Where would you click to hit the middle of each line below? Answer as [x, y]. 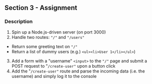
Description [19, 22]
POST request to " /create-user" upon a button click [63, 66]
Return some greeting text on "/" [45, 46]
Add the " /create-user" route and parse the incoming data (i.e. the [78, 71]
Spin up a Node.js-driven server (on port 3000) [59, 32]
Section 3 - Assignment [41, 8]
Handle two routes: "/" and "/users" [48, 37]
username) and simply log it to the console [54, 76]
